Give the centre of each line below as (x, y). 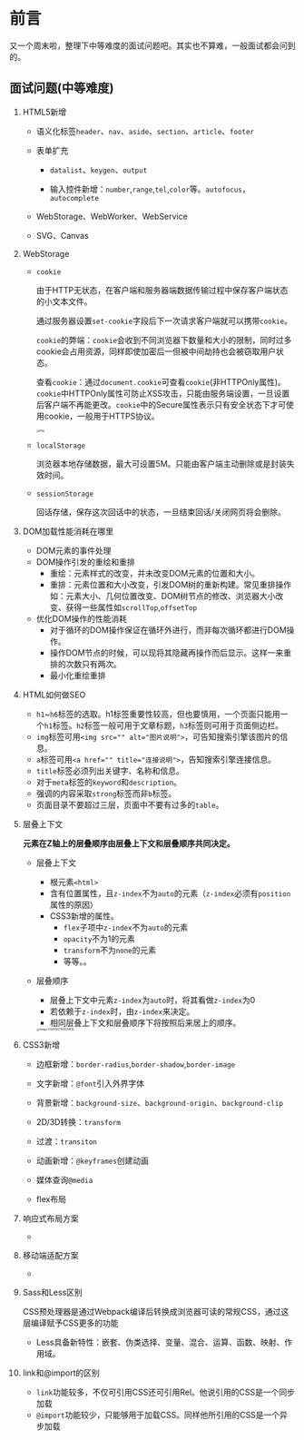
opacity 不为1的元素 (99, 939)
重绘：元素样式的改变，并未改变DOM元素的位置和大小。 (155, 574)
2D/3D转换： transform (78, 1122)
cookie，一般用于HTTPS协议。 (102, 416)
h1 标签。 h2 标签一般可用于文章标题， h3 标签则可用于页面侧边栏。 (164, 725)
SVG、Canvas (62, 235)
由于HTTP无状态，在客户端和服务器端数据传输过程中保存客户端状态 (162, 290)
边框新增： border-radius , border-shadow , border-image (136, 1064)
